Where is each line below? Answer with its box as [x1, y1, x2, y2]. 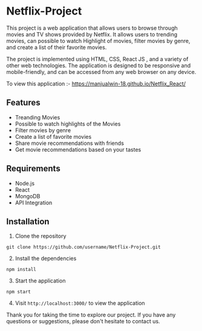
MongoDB [15, 192, 41, 199]
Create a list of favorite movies [15, 133, 92, 140]
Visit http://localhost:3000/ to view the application [15, 299, 145, 307]
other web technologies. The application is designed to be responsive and [6, 62, 191, 69]
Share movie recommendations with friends [15, 139, 124, 147]
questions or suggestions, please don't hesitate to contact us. [6, 318, 160, 325]
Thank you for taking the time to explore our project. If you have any [6, 311, 176, 319]
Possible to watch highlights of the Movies [15, 120, 121, 127]
